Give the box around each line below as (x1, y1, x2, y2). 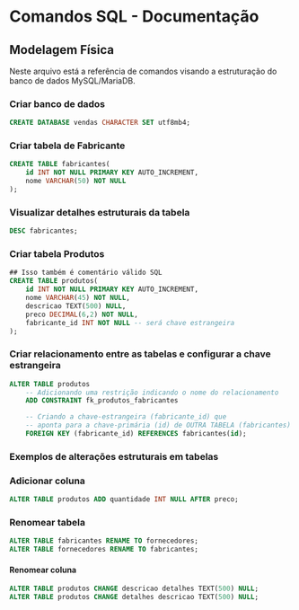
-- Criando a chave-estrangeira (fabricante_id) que (25, 412, 227, 421)
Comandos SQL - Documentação (9, 6, 259, 27)
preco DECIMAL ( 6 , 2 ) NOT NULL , (25, 310, 139, 319)
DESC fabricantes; (9, 226, 78, 235)
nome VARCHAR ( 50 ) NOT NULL (25, 177, 127, 186)
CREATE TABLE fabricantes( (9, 160, 110, 169)
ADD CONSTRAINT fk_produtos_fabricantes (25, 396, 179, 405)
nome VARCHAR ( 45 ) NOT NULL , (25, 294, 130, 303)
